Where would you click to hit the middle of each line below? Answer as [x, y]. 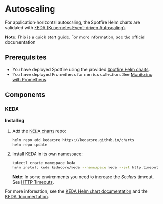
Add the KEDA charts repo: [39, 131]
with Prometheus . [30, 79]
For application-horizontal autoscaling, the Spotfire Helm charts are [72, 22]
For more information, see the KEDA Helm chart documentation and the [76, 191]
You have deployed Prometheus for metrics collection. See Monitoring [82, 74]
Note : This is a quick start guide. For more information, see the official [75, 37]
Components [25, 95]
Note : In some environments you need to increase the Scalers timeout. [83, 177]
